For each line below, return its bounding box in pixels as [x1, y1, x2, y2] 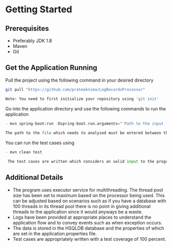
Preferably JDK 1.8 [12, 37, 52, 44]
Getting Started [5, 4, 73, 15]
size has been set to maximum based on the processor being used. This [12, 192, 165, 198]
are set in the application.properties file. [12, 230, 97, 237]
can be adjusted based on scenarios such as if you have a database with [12, 198, 166, 204]
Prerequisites [5, 24, 49, 33]
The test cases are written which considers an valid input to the [7, 159, 155, 164]
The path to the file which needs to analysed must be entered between [5, 130, 161, 136]
